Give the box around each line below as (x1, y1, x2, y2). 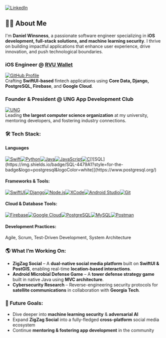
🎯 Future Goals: (5, 300, 43, 307)
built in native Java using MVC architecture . (12, 276, 104, 283)
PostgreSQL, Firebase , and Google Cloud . (5, 83, 93, 89)
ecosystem (12, 321, 35, 328)
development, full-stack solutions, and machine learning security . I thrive (5, 38, 161, 44)
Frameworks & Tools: (5, 178, 50, 184)
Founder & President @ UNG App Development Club (5, 96, 134, 103)
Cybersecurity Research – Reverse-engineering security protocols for (12, 282, 158, 288)
